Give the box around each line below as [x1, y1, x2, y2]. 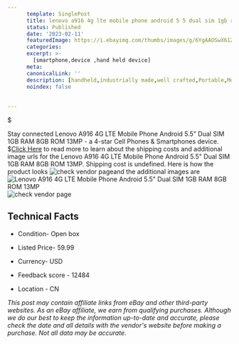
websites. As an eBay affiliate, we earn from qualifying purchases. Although [7, 306, 231, 314]
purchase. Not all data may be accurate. [7, 328, 127, 337]
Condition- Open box [17, 229, 80, 238]
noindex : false [26, 83, 72, 90]
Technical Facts [7, 210, 80, 222]
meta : [26, 63, 43, 70]
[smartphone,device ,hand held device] [33, 57, 152, 64]
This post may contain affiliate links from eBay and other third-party [7, 298, 208, 306]
